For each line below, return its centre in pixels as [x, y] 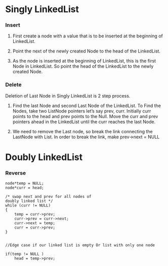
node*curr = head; [25, 188]
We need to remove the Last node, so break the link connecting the [82, 131]
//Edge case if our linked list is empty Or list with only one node [80, 245]
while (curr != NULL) [28, 205]
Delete [13, 85]
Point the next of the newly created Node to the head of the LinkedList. [87, 51]
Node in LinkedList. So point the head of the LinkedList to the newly [83, 66]
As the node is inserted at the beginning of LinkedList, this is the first [84, 61]
